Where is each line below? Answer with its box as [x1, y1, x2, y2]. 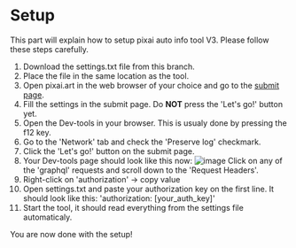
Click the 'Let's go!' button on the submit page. [22, 145, 195, 156]
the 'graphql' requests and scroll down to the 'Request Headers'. [22, 165, 260, 175]
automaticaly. [22, 212, 73, 222]
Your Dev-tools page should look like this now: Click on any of [22, 155, 283, 166]
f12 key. [22, 127, 51, 137]
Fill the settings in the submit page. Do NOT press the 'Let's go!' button [22, 98, 283, 109]
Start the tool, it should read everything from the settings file [22, 202, 245, 213]
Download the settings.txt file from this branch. [22, 61, 196, 72]
